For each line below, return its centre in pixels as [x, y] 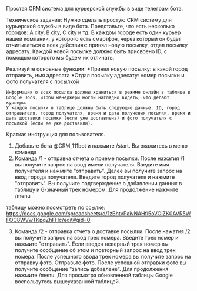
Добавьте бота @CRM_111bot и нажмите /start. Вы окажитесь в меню [101, 146]
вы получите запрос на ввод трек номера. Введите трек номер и [96, 238]
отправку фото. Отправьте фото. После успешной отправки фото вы [101, 263]
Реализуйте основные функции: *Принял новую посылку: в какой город [97, 69]
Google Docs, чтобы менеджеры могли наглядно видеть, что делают [88, 97]
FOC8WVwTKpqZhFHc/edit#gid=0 [48, 220]
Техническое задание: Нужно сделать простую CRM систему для [89, 20]
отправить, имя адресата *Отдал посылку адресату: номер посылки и [95, 75]
